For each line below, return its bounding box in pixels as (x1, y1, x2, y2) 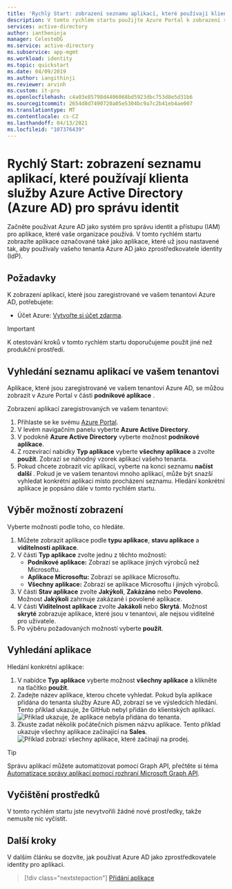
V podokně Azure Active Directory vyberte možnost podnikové (17, 432, 200, 441)
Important (7, 324, 35, 333)
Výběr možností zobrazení (7, 504, 124, 516)
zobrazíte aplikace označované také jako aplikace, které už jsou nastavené (7, 237, 220, 246)
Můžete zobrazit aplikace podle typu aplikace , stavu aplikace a (17, 535, 200, 544)
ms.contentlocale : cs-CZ (7, 113, 79, 120)
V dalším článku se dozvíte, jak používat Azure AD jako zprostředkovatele (7, 853, 216, 861)
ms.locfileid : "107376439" (7, 126, 85, 133)
